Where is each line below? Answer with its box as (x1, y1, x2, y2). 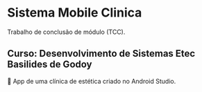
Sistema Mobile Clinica (7, 5, 142, 21)
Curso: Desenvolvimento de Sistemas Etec (7, 48, 196, 59)
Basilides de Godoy (7, 59, 92, 71)
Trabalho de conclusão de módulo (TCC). (7, 28, 126, 36)
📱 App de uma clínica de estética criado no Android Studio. (7, 77, 176, 85)
